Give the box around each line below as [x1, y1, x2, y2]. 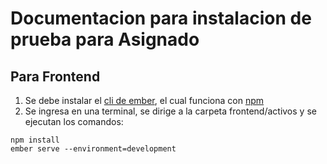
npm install [10, 135, 60, 145]
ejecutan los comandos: [24, 116, 124, 127]
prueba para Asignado [10, 28, 200, 51]
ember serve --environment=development [10, 144, 177, 154]
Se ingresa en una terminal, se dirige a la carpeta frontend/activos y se [24, 105, 317, 117]
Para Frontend [10, 68, 101, 85]
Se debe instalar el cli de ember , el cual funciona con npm [24, 95, 264, 106]
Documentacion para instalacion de [10, 7, 312, 30]
